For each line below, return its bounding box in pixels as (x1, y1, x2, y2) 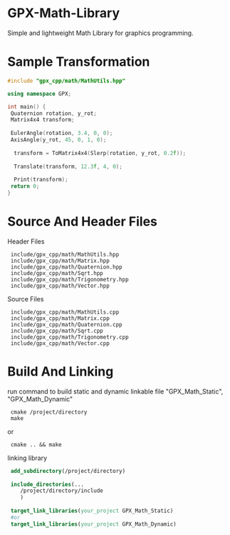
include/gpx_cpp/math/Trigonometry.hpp (10, 276, 130, 283)
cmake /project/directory (10, 409, 88, 416)
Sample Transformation (7, 54, 150, 70)
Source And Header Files (7, 214, 158, 230)
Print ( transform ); (14, 176, 69, 184)
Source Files (7, 294, 44, 303)
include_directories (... (10, 481, 84, 488)
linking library (7, 454, 48, 462)
